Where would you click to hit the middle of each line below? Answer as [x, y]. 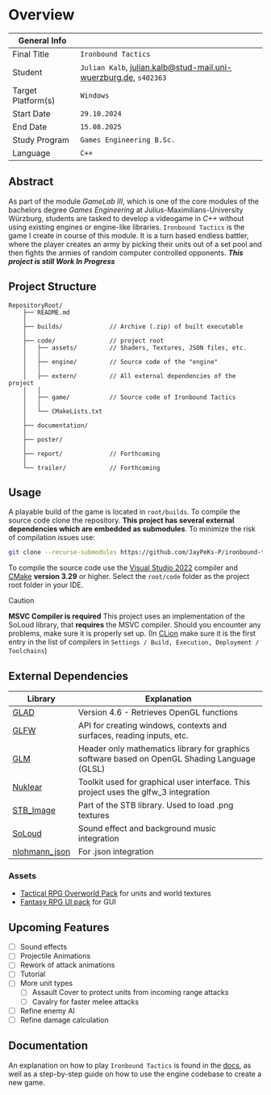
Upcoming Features [59, 927]
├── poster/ [43, 439]
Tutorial [33, 974]
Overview [42, 15]
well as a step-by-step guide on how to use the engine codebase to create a [135, 1074]
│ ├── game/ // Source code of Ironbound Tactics [129, 397]
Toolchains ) [28, 651]
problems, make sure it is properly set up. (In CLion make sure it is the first [132, 634]
